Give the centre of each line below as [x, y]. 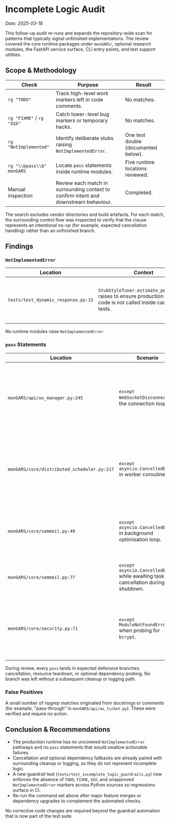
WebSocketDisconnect [143, 397]
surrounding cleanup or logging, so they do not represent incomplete [84, 763]
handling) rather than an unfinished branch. [51, 231]
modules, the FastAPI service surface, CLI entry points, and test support [80, 49]
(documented [141, 148]
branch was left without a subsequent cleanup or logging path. [71, 679]
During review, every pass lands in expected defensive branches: [73, 668]
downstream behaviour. [84, 202]
